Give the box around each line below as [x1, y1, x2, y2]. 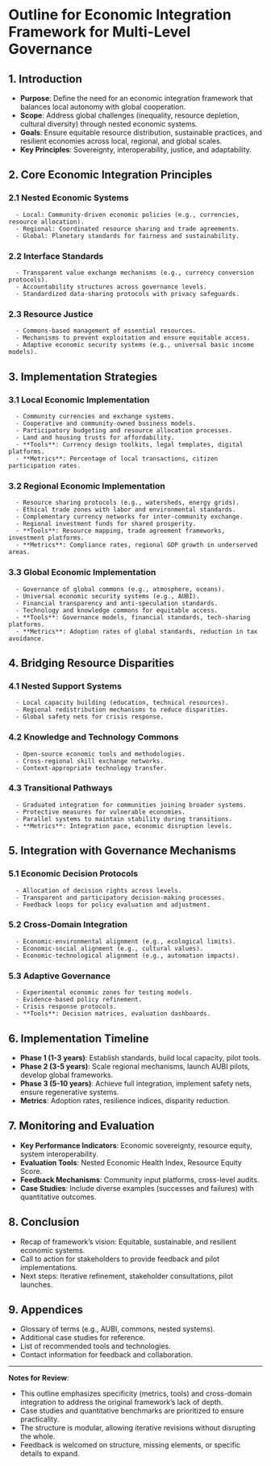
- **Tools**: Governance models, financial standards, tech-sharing [15, 613, 251, 622]
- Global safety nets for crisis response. [15, 713, 164, 721]
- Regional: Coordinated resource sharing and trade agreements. [15, 224, 240, 233]
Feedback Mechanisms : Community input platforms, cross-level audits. [19, 1175, 260, 1185]
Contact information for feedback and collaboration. [19, 1350, 194, 1360]
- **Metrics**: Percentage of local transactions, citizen [15, 454, 219, 463]
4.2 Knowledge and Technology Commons [8, 731, 179, 743]
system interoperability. [19, 1149, 98, 1159]
